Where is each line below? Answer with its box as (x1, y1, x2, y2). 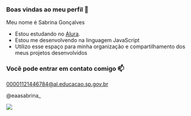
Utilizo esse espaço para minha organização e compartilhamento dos (14, 43, 186, 50)
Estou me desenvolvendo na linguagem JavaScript (14, 37, 140, 44)
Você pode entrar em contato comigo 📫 (6, 65, 124, 73)
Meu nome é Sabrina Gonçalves (6, 19, 85, 26)
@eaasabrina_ (6, 92, 41, 99)
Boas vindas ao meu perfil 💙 (6, 5, 89, 14)
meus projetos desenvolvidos (14, 49, 88, 57)
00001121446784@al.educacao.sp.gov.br (6, 80, 109, 87)
